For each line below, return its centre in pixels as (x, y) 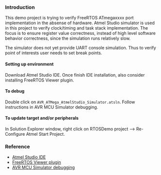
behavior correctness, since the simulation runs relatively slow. (68, 38)
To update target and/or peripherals (42, 118)
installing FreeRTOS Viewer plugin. (40, 80)
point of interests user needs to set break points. (54, 53)
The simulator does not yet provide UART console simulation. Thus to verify (80, 48)
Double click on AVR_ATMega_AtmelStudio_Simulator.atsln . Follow (70, 102)
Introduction (20, 7)
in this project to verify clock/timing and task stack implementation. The (77, 28)
